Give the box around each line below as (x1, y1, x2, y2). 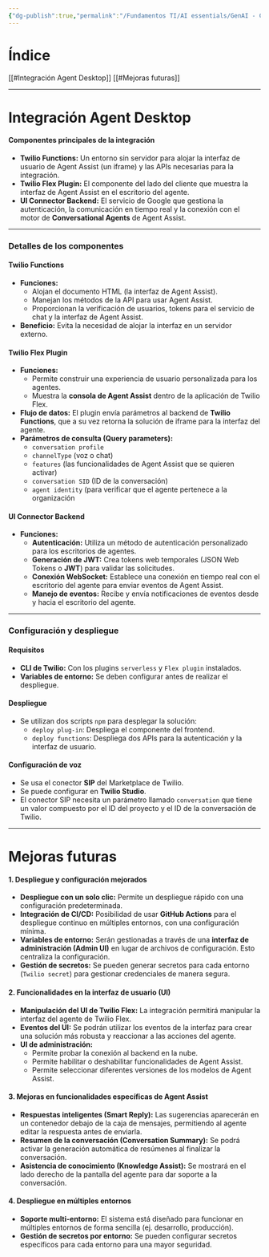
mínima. (19, 927, 46, 936)
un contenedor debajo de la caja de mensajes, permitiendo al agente (19, 1118, 247, 1128)
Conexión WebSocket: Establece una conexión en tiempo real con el (31, 572, 260, 582)
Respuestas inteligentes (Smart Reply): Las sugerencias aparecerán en (19, 1109, 259, 1119)
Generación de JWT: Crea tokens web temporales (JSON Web (31, 555, 239, 565)
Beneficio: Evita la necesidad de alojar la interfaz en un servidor (19, 321, 232, 330)
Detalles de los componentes (8, 240, 124, 251)
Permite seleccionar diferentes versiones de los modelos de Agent (31, 1064, 252, 1075)
